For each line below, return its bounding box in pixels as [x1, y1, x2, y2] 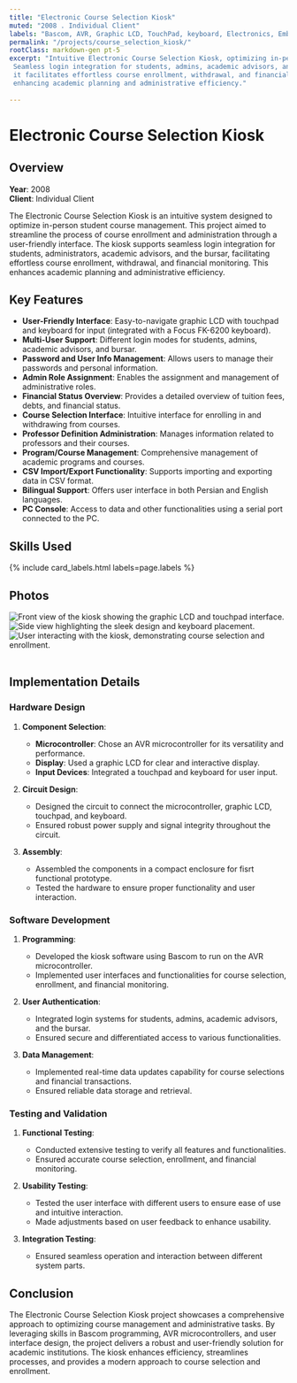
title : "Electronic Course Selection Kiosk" [9, 12, 176, 22]
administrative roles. [21, 381, 96, 392]
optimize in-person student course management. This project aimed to [9, 219, 267, 230]
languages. [21, 495, 64, 505]
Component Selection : [21, 721, 107, 732]
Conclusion [9, 1286, 74, 1301]
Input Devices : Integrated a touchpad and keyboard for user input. [34, 766, 278, 777]
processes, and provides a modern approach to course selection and [9, 1356, 261, 1367]
